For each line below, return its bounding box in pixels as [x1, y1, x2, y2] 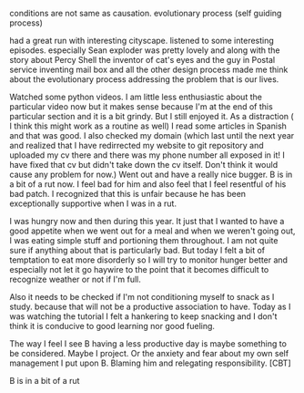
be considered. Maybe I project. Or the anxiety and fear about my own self [9, 348, 289, 358]
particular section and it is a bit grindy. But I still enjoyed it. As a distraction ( [9, 111, 294, 121]
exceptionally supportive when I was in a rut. [9, 198, 177, 209]
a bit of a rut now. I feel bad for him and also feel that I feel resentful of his [9, 179, 287, 190]
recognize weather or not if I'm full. [9, 274, 141, 284]
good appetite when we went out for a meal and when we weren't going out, [9, 225, 296, 236]
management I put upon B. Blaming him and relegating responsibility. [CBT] [9, 357, 291, 368]
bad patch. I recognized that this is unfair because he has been [9, 189, 247, 199]
